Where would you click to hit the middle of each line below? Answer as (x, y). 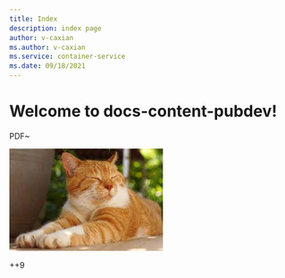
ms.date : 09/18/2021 (48, 66)
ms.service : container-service (67, 57)
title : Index (34, 19)
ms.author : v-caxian (48, 47)
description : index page (55, 28)
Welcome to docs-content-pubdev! (143, 111)
